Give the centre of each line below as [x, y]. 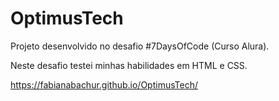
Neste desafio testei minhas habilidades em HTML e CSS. [129, 65]
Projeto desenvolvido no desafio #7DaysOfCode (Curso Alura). [140, 46]
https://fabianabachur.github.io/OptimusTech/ [104, 84]
